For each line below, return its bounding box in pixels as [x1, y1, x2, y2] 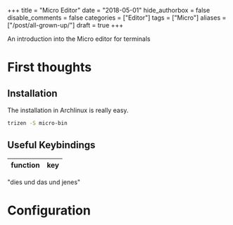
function [11, 160, 40, 170]
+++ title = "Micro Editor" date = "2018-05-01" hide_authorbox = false [7, 6, 210, 14]
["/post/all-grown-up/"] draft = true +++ [7, 21, 124, 29]
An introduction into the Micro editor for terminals [7, 35, 151, 43]
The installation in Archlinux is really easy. [7, 106, 129, 114]
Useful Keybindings [7, 139, 96, 151]
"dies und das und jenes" [7, 178, 81, 186]
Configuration [7, 202, 92, 218]
